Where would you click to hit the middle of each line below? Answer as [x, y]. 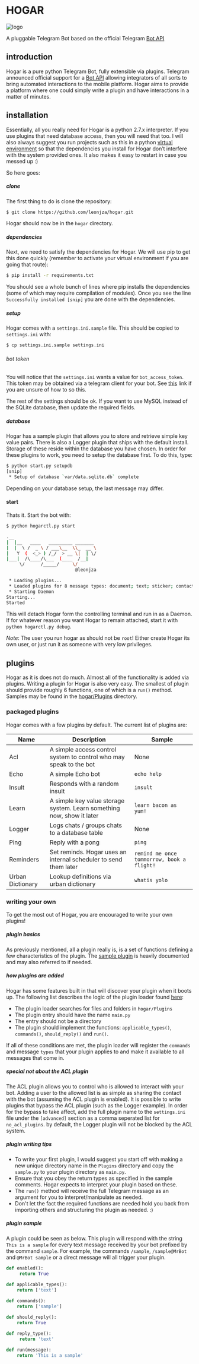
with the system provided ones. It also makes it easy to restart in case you [97, 154]
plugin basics [23, 934]
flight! [145, 865]
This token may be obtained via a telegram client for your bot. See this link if [99, 383]
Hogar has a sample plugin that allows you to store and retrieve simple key [97, 436]
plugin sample [24, 1223]
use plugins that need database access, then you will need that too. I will [95, 136]
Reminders [24, 859]
